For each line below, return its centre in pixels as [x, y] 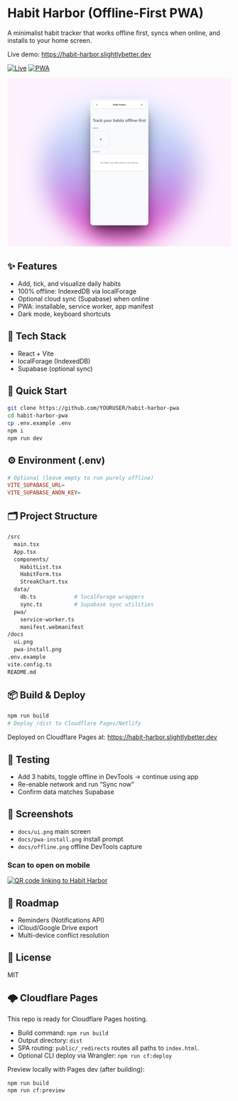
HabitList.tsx [41, 567]
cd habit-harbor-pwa [38, 416]
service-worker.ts [47, 619]
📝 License [29, 957]
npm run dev [25, 438]
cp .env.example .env [39, 423]
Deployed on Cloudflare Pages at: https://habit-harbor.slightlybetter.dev [113, 737]
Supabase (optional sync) [55, 368]
